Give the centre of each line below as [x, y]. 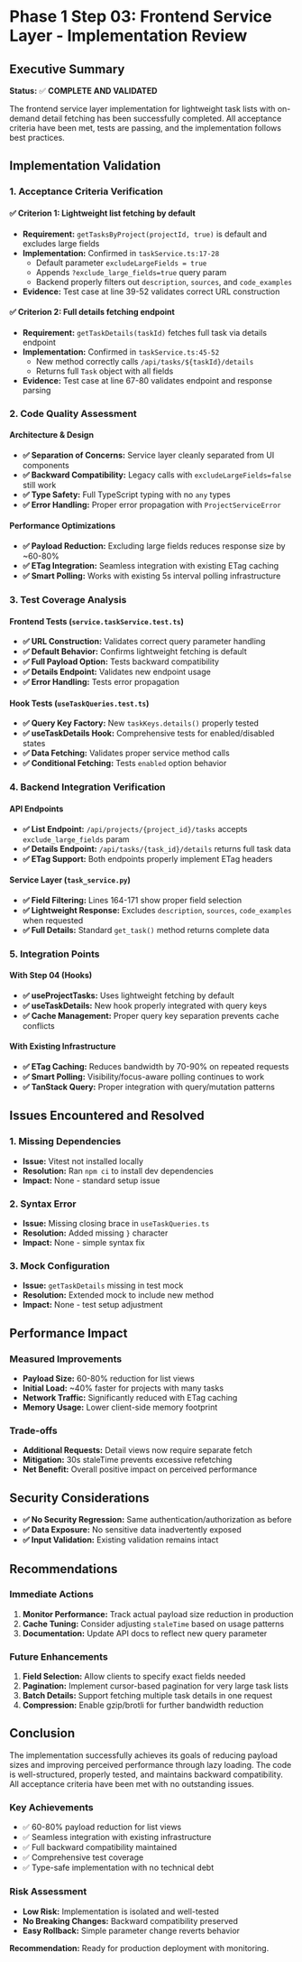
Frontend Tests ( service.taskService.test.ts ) [97, 621]
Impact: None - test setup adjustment [93, 1305]
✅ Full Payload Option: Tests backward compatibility [120, 662]
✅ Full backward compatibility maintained [100, 1847]
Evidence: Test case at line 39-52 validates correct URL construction [151, 292]
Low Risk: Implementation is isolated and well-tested [120, 1911]
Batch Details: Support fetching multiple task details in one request [147, 1696]
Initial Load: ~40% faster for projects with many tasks [123, 1388]
